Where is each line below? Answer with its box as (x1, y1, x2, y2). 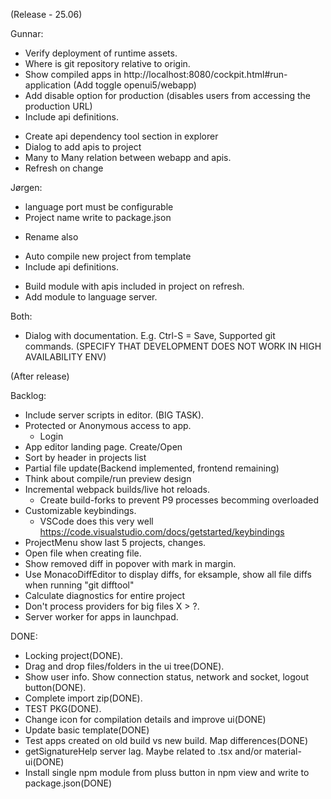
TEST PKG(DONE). (24, 703, 102, 714)
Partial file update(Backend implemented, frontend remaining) (24, 462, 280, 474)
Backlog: (10, 390, 47, 401)
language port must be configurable (24, 201, 174, 213)
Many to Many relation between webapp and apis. (24, 152, 232, 163)
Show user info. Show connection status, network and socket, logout (24, 671, 310, 683)
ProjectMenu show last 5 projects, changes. (24, 537, 207, 548)
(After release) (10, 370, 70, 382)
